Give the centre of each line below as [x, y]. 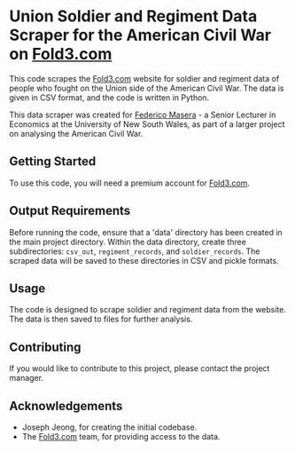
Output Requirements [70, 211]
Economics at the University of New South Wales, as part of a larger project [147, 124]
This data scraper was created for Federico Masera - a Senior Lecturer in [143, 115]
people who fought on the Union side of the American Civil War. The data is [147, 88]
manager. [27, 378]
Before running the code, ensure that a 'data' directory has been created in [146, 232]
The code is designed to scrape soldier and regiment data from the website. [147, 310]
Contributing [45, 347]
